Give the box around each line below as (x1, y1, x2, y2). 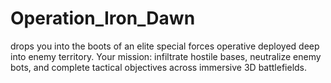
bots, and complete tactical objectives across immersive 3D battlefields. (10, 61, 308, 73)
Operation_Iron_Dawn (10, 7, 196, 30)
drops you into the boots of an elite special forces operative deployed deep (10, 40, 320, 52)
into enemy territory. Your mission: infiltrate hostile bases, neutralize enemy (10, 50, 322, 62)
